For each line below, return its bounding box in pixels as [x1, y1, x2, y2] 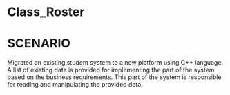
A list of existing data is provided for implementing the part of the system [7, 66, 215, 74]
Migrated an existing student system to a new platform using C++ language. [7, 59, 223, 67]
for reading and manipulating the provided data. [7, 81, 143, 89]
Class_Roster [7, 4, 85, 20]
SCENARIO [7, 36, 71, 52]
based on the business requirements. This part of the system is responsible [7, 73, 222, 81]
